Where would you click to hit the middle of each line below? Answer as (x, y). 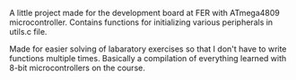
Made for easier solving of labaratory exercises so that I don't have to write (148, 49)
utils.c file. (28, 32)
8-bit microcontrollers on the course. (77, 68)
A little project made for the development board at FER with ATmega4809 (144, 13)
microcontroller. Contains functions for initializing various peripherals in (141, 22)
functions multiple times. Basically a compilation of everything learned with (148, 58)
